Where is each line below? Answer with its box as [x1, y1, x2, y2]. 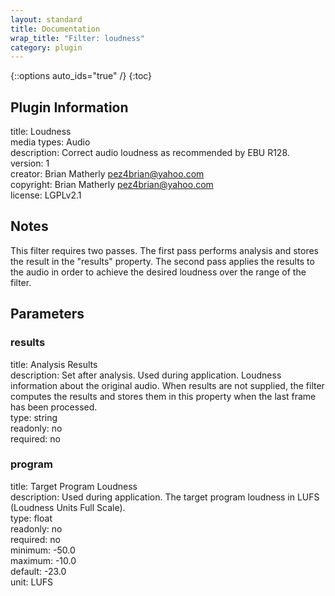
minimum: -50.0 [10, 544, 76, 556]
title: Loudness [10, 126, 72, 138]
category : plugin [10, 42, 83, 53]
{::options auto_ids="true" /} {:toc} [10, 70, 153, 82]
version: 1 [10, 157, 50, 170]
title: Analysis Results [10, 358, 98, 370]
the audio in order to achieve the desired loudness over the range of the [10, 266, 307, 278]
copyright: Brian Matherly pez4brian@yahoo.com [10, 179, 214, 191]
